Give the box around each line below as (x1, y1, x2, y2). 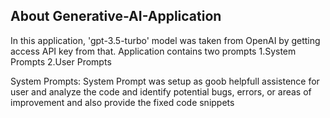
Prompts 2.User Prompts (10, 55, 112, 68)
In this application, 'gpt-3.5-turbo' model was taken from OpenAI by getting (10, 34, 321, 46)
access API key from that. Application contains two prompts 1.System (10, 45, 297, 57)
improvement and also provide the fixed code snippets (10, 96, 235, 108)
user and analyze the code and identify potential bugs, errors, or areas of (10, 85, 312, 98)
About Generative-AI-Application (10, 8, 222, 25)
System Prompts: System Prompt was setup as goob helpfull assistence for (10, 75, 320, 87)
